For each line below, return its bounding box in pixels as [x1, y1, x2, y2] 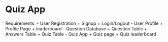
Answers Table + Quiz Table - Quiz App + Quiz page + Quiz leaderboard [5, 31, 156, 37]
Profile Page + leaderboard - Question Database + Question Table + [5, 25, 147, 31]
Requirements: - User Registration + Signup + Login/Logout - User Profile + [5, 20, 163, 26]
